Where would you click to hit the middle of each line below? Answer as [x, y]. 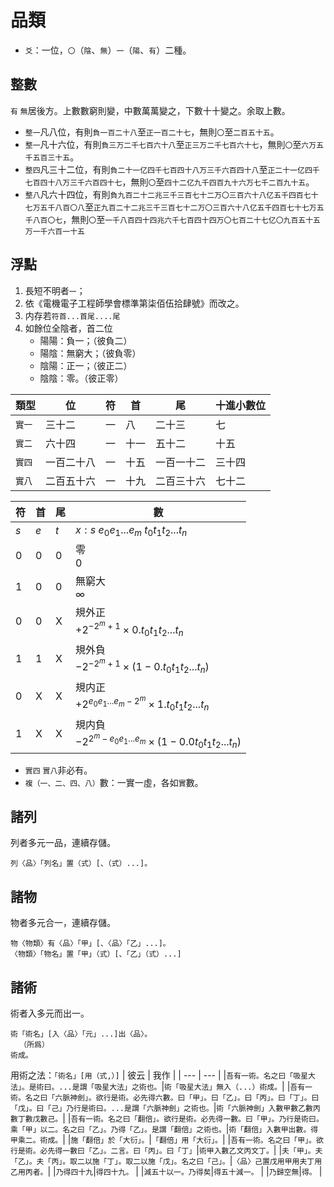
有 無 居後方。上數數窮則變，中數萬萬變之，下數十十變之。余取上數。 [150, 110]
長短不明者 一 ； [55, 290]
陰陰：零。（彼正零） [81, 378]
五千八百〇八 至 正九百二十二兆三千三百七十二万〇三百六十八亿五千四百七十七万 [178, 207]
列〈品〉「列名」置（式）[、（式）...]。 [81, 864]
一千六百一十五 [58, 231]
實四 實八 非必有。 [58, 770]
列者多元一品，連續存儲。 [63, 843]
